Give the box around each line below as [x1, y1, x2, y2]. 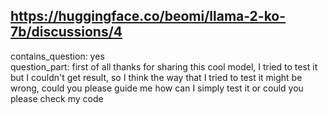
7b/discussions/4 [10, 24, 123, 41]
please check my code [10, 92, 104, 104]
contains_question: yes [10, 50, 105, 62]
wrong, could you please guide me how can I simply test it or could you [10, 82, 304, 94]
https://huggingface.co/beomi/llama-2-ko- [10, 8, 287, 25]
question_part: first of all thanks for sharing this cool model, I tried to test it [10, 60, 318, 73]
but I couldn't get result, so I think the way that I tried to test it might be [10, 71, 303, 83]
